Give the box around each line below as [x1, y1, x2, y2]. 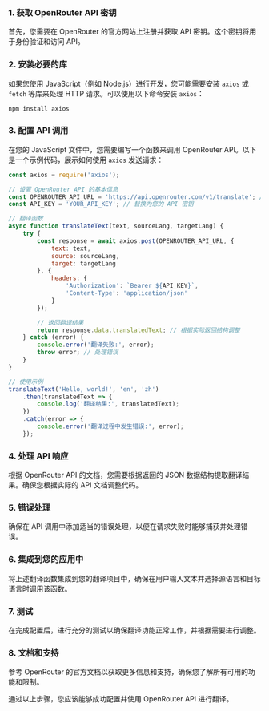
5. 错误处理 [8, 502, 51, 513]
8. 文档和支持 [8, 647, 59, 658]
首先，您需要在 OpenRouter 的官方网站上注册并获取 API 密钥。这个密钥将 [8, 26, 250, 37]
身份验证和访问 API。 [14, 37, 86, 46]
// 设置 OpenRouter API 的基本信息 [8, 185, 118, 193]
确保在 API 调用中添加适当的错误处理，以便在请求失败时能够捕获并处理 [8, 522, 242, 531]
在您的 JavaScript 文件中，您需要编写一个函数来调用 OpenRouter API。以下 [8, 144, 257, 154]
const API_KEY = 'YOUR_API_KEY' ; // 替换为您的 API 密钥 [8, 200, 194, 208]
